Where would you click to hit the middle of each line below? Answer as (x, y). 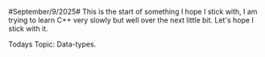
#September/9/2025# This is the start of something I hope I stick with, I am (133, 12)
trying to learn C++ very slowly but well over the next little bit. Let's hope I (131, 20)
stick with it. (28, 28)
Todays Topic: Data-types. (52, 44)
